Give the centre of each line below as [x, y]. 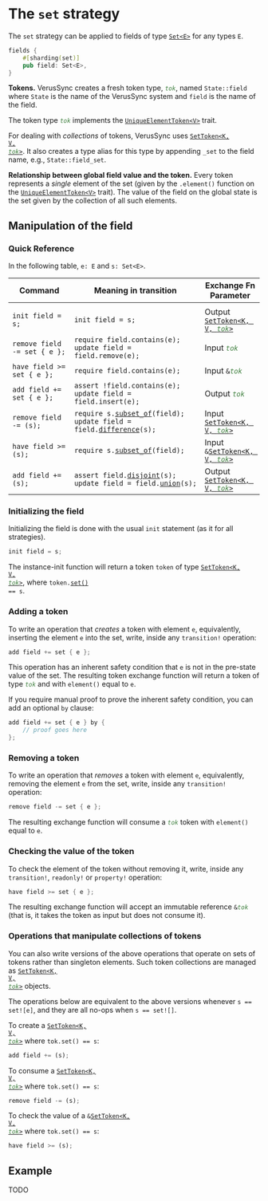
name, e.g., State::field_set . [57, 159]
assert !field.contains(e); [128, 386]
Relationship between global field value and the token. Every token [121, 175]
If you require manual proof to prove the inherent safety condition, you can [131, 699]
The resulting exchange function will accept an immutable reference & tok [128, 907]
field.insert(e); [107, 402]
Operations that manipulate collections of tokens [105, 936]
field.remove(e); [107, 356]
